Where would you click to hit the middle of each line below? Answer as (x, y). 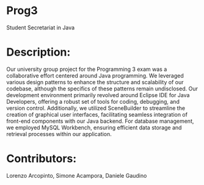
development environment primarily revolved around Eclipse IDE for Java (98, 95)
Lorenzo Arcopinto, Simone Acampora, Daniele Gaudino (77, 175)
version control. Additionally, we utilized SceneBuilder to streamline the (96, 108)
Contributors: (42, 159)
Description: (38, 52)
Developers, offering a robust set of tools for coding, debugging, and (93, 101)
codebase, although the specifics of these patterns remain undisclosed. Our (102, 89)
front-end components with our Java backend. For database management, (100, 121)
